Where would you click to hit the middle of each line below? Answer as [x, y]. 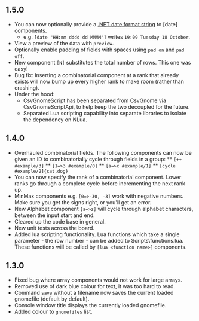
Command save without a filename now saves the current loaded [94, 293]
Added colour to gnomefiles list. [53, 312]
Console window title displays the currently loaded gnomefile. [90, 305]
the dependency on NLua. [55, 120]
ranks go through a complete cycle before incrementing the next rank [100, 183]
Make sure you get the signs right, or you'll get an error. [83, 202]
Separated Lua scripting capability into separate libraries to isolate [105, 113]
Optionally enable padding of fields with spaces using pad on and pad [99, 50]
